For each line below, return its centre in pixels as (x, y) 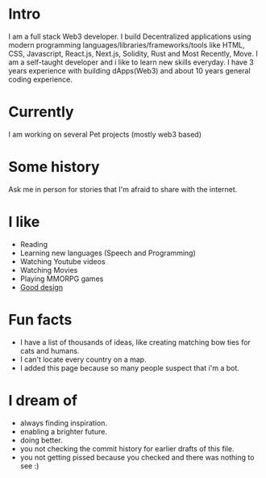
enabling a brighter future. (63, 431)
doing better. (41, 440)
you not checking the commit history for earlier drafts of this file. (127, 448)
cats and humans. (50, 350)
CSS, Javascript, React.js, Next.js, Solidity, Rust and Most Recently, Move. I (133, 53)
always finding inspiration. (63, 423)
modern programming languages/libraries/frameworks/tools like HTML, (127, 44)
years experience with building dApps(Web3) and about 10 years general (130, 70)
